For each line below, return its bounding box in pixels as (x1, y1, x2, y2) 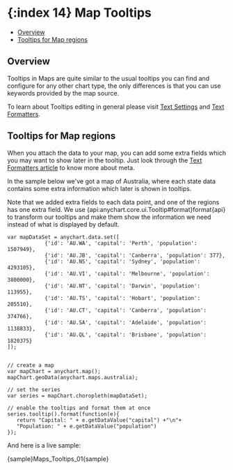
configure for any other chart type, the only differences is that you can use (7, 82, 221, 90)
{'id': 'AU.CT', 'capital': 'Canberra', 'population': (44, 307, 207, 314)
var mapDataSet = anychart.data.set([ (7, 234, 120, 241)
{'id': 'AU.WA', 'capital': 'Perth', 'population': (44, 239, 198, 247)
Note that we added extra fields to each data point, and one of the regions (7, 197, 220, 206)
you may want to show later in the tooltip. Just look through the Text (7, 156, 202, 165)
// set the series (7, 386, 61, 393)
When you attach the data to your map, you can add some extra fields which (7, 149, 226, 157)
